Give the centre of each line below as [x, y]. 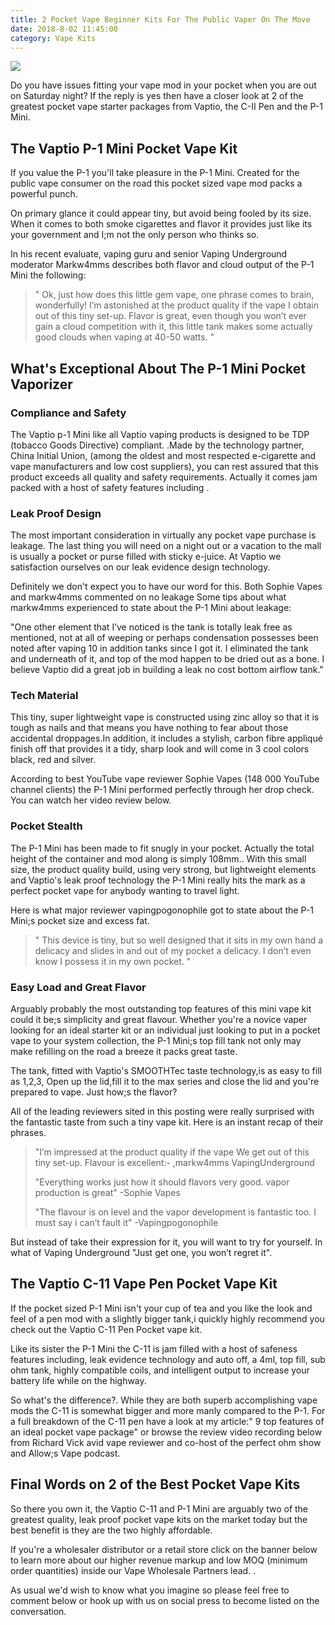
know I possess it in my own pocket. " [113, 961]
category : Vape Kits [53, 38]
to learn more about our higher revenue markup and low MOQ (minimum [159, 1560]
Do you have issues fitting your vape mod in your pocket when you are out [163, 85]
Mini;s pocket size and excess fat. [80, 920]
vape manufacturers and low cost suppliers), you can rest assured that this [164, 466]
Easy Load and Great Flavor [78, 987]
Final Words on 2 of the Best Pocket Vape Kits [155, 1484]
